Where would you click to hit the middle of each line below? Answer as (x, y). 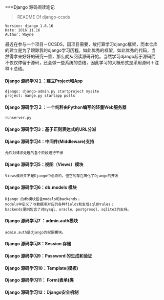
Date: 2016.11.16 (23, 30)
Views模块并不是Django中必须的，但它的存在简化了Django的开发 (62, 176)
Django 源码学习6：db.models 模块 (41, 187)
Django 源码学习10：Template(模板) (41, 268)
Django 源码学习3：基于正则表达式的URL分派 (51, 129)
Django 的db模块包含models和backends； (43, 199)
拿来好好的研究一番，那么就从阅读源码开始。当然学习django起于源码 (82, 56)
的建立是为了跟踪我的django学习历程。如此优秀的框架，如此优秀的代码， (78, 50)
